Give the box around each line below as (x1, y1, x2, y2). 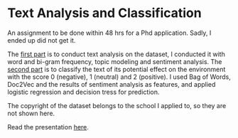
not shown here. (7, 109, 55, 117)
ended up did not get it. (7, 36, 76, 44)
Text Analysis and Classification (7, 5, 202, 21)
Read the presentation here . (7, 122, 89, 131)
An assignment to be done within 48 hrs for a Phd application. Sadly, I (7, 28, 212, 37)
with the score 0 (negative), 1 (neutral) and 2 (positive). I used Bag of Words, (7, 73, 231, 81)
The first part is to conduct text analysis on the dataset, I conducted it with (7, 50, 225, 58)
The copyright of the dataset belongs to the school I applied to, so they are (7, 101, 227, 110)
